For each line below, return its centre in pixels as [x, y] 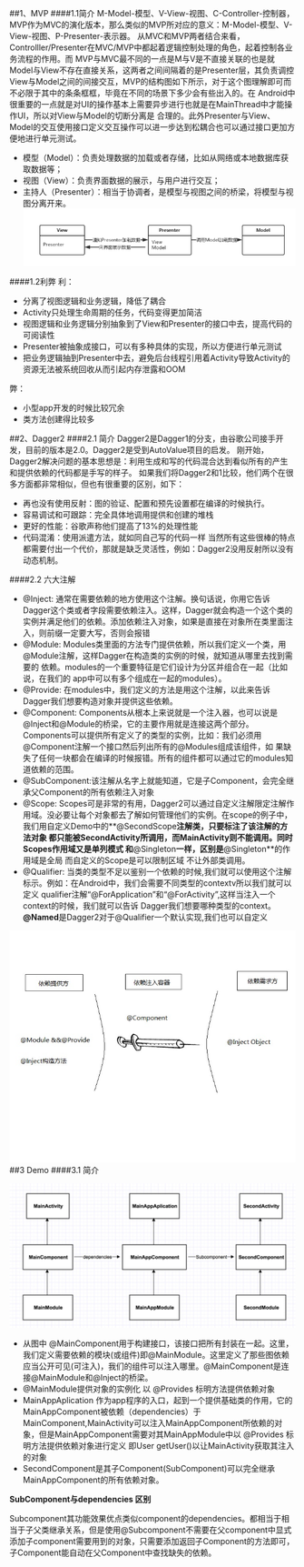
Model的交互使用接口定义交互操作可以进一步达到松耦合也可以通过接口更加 [148, 127]
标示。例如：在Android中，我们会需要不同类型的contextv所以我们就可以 [157, 883]
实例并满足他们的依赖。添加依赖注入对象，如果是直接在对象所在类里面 [154, 621]
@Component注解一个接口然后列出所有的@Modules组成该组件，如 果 [153, 746]
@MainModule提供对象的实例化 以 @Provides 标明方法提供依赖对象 [148, 1389]
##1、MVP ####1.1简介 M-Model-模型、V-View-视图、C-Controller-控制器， [152, 13]
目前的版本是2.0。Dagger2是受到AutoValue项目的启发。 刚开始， [147, 449]
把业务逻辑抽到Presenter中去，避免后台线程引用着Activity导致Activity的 [156, 357]
